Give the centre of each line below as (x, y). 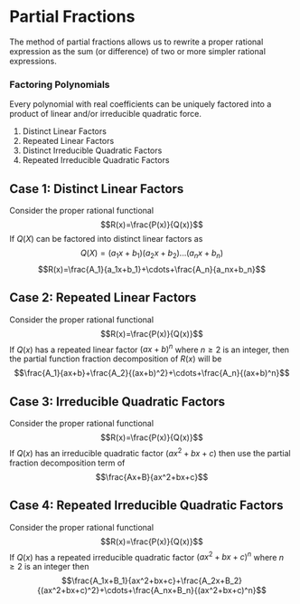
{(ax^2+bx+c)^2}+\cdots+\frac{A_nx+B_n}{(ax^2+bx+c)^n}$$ (152, 590)
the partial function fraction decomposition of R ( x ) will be (116, 359)
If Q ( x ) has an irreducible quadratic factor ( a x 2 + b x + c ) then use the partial (150, 452)
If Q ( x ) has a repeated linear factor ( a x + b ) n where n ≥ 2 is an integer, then (150, 349)
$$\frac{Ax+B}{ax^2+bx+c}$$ (152, 476)
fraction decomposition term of (67, 463)
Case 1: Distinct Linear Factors (97, 189)
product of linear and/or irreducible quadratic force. (105, 114)
